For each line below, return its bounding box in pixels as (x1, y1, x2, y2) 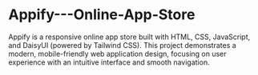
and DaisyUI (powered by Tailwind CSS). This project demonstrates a (8, 40, 236, 49)
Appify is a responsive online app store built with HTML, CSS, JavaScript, (8, 32, 251, 41)
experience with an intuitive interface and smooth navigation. (8, 57, 210, 67)
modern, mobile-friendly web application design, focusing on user (8, 49, 227, 58)
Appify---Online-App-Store (8, 6, 196, 24)
